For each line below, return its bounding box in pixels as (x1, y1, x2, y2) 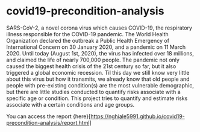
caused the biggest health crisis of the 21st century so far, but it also (6, 62, 177, 70)
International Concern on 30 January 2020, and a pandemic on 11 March (6, 43, 186, 51)
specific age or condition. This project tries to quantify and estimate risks (6, 95, 188, 102)
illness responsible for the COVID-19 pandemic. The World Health (6, 30, 169, 37)
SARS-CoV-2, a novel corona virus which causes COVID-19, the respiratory (6, 24, 193, 31)
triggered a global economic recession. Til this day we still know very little (6, 69, 190, 76)
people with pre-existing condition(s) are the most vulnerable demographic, (6, 81, 194, 89)
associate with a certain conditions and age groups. (6, 101, 135, 108)
